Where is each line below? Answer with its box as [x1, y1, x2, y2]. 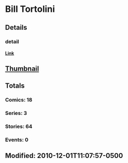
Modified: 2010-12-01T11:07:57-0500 [5, 151, 124, 160]
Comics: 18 [5, 96, 33, 103]
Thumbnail [5, 64, 40, 73]
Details [5, 23, 27, 32]
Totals [5, 81, 25, 90]
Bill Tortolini [5, 3, 55, 15]
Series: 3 [5, 109, 27, 116]
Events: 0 [5, 136, 29, 143]
